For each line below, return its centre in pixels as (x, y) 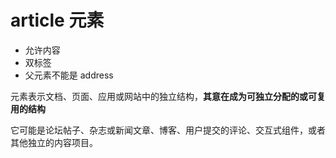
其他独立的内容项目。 (54, 142)
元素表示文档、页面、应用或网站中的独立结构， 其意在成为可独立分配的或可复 (168, 96)
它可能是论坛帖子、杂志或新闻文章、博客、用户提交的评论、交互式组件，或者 (168, 130)
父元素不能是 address (69, 75)
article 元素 (57, 20)
